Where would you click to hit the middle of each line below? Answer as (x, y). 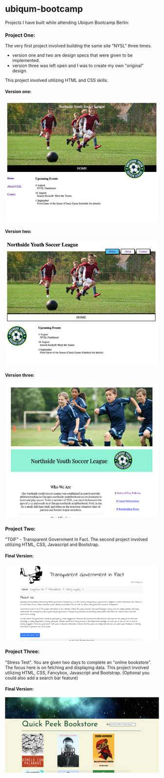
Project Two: (20, 528)
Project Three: (22, 652)
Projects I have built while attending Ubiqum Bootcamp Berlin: (67, 22)
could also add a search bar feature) (41, 678)
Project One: (20, 35)
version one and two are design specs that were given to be (72, 55)
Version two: (18, 231)
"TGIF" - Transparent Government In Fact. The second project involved (76, 539)
